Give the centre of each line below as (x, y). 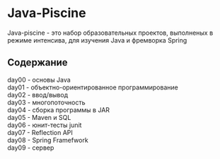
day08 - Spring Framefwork (48, 140)
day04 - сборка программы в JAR (59, 110)
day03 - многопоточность (47, 102)
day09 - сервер (31, 148)
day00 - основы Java (39, 79)
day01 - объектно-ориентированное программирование (93, 87)
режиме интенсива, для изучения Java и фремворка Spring (97, 40)
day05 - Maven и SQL (39, 117)
